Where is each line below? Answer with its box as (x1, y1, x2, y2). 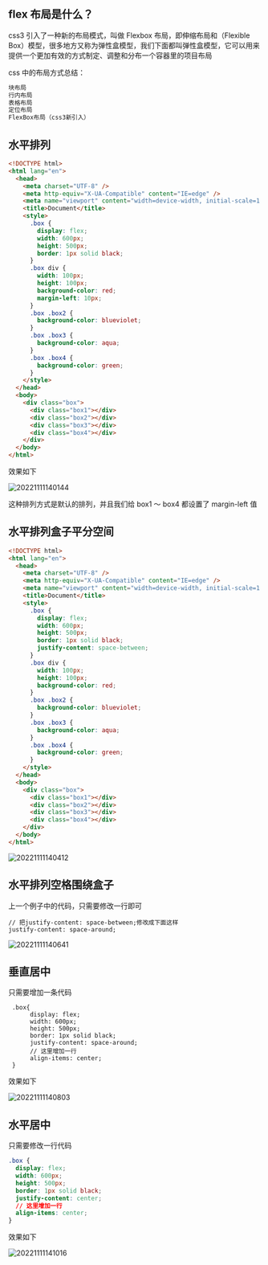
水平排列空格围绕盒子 (8, 878, 114, 892)
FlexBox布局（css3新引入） (8, 113, 90, 122)
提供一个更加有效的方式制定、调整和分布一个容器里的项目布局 (8, 51, 213, 60)
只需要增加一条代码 (8, 988, 72, 997)
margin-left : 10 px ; (37, 294, 103, 302)
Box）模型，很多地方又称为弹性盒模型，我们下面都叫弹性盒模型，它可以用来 (8, 40, 260, 50)
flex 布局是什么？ (8, 7, 94, 22)
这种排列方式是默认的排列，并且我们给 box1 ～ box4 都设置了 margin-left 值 (8, 499, 258, 509)
